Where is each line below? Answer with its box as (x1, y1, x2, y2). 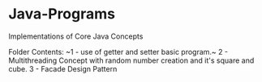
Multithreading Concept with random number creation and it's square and (8, 55, 255, 65)
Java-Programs (8, 5, 116, 23)
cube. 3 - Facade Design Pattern (8, 64, 118, 73)
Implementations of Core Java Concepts (8, 31, 144, 41)
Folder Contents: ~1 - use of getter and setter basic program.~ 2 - (8, 47, 229, 56)
